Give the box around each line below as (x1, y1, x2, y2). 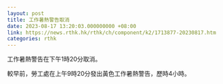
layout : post (7, 10, 45, 17)
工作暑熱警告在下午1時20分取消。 (7, 55, 102, 64)
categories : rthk (7, 36, 57, 42)
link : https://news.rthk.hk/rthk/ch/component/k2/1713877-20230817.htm (7, 29, 216, 36)
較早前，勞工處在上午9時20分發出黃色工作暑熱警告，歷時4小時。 (7, 70, 191, 78)
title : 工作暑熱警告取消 (7, 16, 70, 23)
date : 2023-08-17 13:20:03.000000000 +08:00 (7, 23, 137, 29)
